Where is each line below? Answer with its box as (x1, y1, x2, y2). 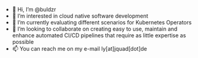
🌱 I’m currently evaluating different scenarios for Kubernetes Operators (12, 19, 192, 26)
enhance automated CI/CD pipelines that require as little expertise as (12, 32, 186, 39)
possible (12, 38, 34, 45)
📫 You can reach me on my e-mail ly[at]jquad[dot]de (12, 45, 147, 52)
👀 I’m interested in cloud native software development (12, 12, 148, 20)
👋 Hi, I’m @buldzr (12, 6, 56, 13)
